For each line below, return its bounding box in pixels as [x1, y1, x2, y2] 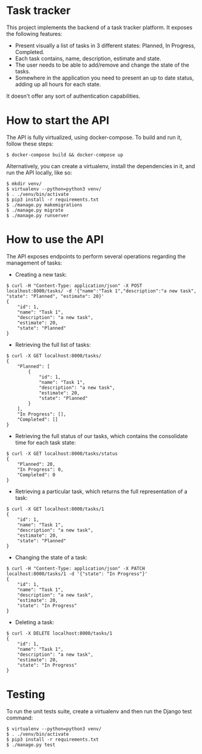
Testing [6, 688, 45, 701]
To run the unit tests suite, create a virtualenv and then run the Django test [6, 707, 192, 715]
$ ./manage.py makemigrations [6, 201, 83, 208]
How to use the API [6, 233, 104, 246]
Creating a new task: [15, 271, 67, 278]
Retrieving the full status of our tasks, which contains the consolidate [15, 432, 188, 440]
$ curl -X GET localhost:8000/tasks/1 [6, 506, 104, 512]
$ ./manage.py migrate [6, 207, 64, 213]
